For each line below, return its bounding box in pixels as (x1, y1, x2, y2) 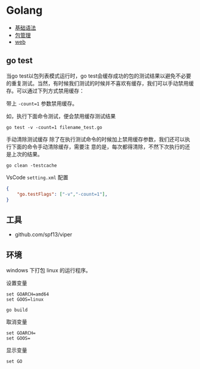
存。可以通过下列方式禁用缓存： (6, 87, 85, 94)
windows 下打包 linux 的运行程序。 (6, 267, 91, 273)
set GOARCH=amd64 (6, 291, 49, 297)
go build (6, 307, 28, 313)
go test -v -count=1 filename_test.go (6, 124, 102, 130)
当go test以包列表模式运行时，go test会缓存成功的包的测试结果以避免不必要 (6, 72, 192, 79)
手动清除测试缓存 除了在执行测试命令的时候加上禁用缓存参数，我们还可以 (6, 136, 185, 143)
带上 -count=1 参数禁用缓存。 (6, 100, 78, 107)
